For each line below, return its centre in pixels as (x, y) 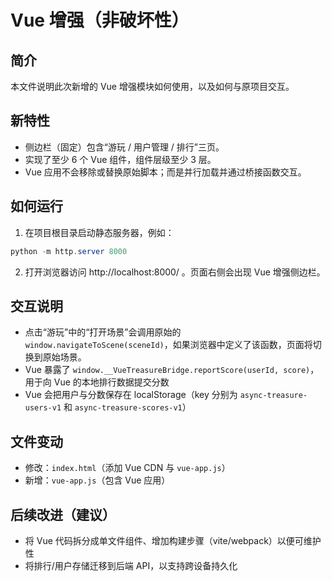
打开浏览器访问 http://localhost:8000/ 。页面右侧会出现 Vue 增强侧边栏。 (175, 272)
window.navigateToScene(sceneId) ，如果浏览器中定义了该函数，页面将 (168, 345)
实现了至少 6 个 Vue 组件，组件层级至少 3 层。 (120, 159)
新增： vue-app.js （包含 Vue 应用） (97, 480)
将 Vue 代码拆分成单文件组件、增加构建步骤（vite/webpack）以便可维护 (173, 540)
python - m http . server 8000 (69, 251)
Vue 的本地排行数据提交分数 (111, 382)
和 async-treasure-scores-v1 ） (127, 407)
